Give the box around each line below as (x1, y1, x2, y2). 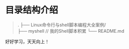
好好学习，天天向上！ (5, 38, 49, 45)
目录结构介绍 (5, 4, 59, 16)
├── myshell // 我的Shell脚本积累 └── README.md (17, 28, 124, 34)
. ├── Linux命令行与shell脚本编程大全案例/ (17, 22, 106, 28)
